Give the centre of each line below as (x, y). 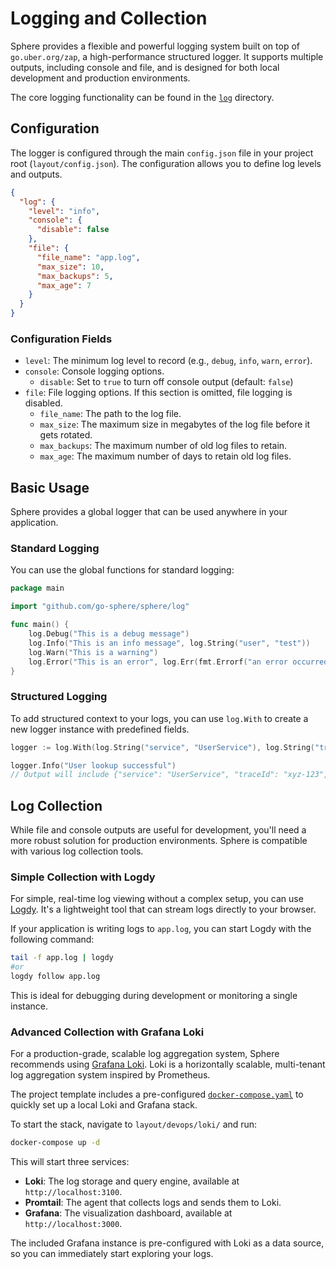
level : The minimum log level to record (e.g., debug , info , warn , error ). (168, 361)
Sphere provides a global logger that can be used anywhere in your (149, 512)
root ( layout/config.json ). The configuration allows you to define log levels (166, 163)
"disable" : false (73, 230)
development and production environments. (100, 78)
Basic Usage (50, 487)
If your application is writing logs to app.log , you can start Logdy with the (161, 929)
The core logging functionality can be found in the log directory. (142, 97)
